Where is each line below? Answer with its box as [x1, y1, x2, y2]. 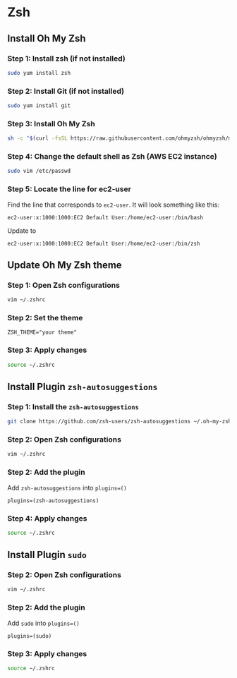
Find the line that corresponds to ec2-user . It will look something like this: [7, 200, 220, 209]
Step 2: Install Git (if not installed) [7, 86, 125, 96]
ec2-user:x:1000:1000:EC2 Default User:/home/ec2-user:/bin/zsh [7, 240, 200, 247]
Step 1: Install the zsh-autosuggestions [7, 401, 140, 411]
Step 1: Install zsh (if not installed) [7, 54, 126, 63]
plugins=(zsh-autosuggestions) [7, 497, 99, 504]
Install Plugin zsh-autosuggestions [7, 380, 158, 392]
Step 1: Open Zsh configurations [7, 280, 120, 290]
